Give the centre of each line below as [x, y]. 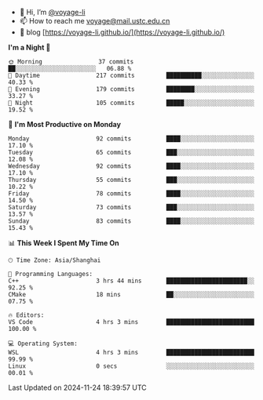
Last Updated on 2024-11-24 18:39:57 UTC [77, 387]
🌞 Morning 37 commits [71, 62]
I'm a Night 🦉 [29, 47]
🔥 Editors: [26, 315]
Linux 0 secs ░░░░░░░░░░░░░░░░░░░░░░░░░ [131, 366]
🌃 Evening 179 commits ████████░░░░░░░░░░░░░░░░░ [131, 89]
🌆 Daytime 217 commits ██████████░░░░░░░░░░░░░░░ [131, 75]
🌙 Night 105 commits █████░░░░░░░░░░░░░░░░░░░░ [131, 103]
